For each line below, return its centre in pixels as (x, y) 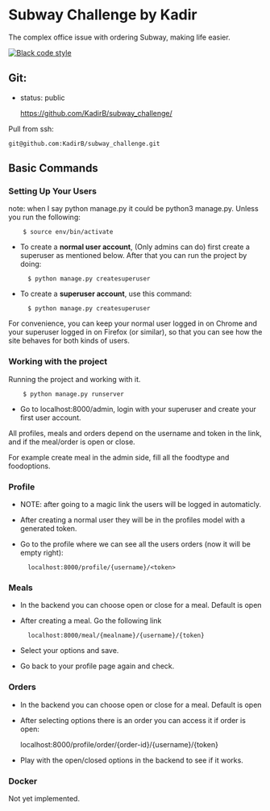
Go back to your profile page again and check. (97, 666)
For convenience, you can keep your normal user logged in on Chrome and (133, 323)
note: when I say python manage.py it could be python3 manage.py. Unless (134, 209)
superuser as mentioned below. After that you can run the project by (133, 256)
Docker (23, 781)
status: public (43, 98)
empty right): (42, 553)
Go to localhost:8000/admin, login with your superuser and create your (138, 409)
